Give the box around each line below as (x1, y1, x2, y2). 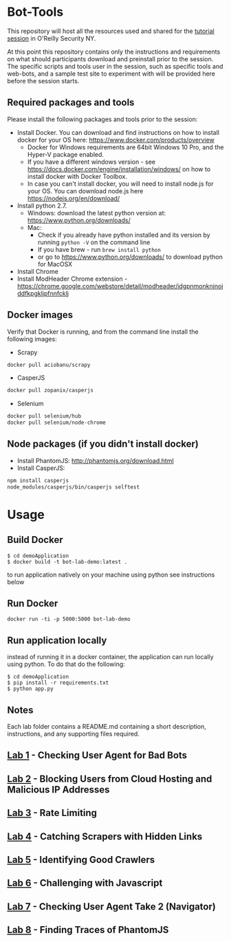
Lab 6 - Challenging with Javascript (7, 877, 163, 889)
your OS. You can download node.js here (27, 186, 144, 195)
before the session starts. (7, 76, 80, 85)
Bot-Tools (7, 4, 64, 20)
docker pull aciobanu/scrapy (7, 361, 91, 368)
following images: (7, 334, 57, 343)
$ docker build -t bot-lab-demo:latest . (7, 558, 128, 565)
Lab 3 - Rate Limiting (7, 807, 98, 819)
